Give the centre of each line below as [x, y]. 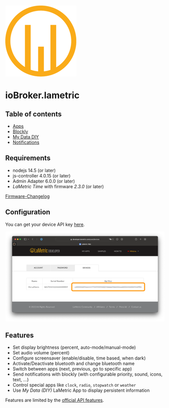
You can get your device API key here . [45, 224]
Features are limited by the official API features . [55, 400]
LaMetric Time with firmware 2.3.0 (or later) [58, 186]
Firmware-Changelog [28, 196]
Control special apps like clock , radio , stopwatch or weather [74, 385]
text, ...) [20, 380]
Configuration [28, 212]
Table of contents [33, 114]
